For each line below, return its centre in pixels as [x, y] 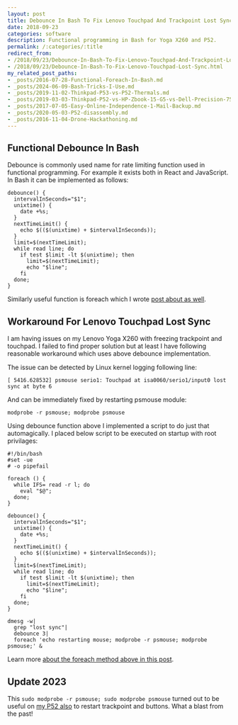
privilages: [23, 441]
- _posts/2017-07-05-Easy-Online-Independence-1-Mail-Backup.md [104, 106]
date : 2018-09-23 [33, 27]
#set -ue [20, 460]
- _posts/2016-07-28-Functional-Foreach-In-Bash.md [85, 80]
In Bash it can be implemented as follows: [68, 180]
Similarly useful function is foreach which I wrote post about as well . [107, 299]
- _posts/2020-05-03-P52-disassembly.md [68, 113]
